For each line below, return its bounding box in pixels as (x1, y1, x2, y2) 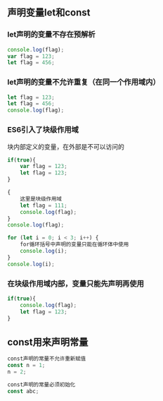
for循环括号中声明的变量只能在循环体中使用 (20, 241, 129, 249)
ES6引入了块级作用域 (7, 125, 79, 135)
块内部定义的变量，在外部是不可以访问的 (7, 142, 124, 150)
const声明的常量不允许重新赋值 (7, 355, 86, 362)
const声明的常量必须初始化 (7, 381, 76, 388)
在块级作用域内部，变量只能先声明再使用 (7, 278, 144, 288)
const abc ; (7, 388, 39, 395)
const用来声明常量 (7, 336, 89, 348)
